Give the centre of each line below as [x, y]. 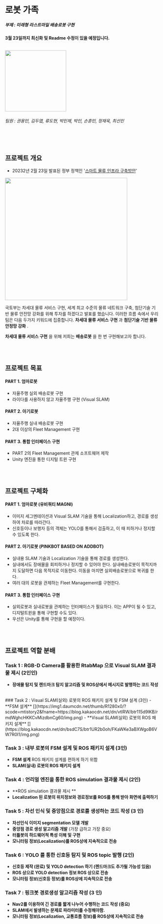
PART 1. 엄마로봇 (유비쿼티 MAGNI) [39, 504]
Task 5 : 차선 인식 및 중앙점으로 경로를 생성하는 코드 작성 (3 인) [74, 811]
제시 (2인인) [24, 673]
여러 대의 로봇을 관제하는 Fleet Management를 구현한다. [66, 583]
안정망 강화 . [17, 326]
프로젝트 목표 [24, 368]
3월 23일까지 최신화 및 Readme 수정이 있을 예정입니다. [57, 38]
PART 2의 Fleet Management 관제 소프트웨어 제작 [60, 453]
